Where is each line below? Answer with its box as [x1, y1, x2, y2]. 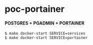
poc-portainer [4, 3, 64, 15]
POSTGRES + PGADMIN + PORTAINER [4, 20, 84, 26]
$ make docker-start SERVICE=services [4, 31, 85, 36]
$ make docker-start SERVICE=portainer [4, 36, 88, 41]
